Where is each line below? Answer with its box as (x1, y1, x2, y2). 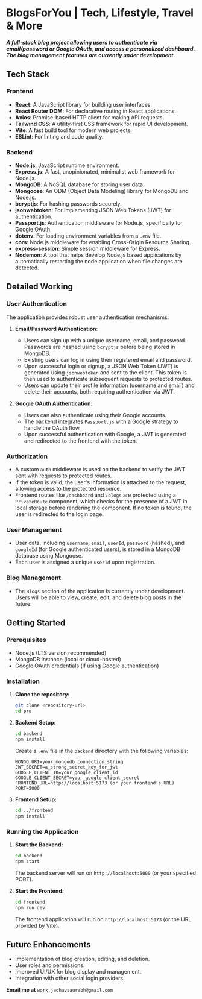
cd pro (14, 708, 32, 714)
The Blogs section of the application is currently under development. (14, 587, 186, 594)
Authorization (6, 452, 48, 461)
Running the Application (6, 827, 79, 836)
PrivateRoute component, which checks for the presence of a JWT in (14, 497, 188, 505)
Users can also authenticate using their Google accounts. (24, 411, 167, 418)
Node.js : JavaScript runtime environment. (14, 162, 119, 169)
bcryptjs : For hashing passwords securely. (14, 200, 122, 207)
